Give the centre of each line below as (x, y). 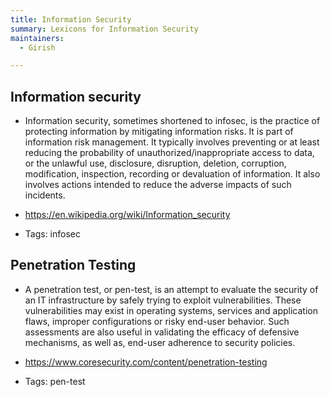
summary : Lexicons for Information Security (104, 29)
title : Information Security (71, 19)
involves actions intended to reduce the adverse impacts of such (158, 185)
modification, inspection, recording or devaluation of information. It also (172, 174)
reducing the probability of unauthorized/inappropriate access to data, (169, 153)
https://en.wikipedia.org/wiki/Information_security (127, 215)
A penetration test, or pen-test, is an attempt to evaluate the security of (171, 289)
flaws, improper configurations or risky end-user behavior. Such (157, 321)
